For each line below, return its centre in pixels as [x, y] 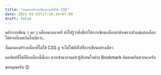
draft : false [18, 19]
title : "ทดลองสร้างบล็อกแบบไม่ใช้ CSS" [37, 9]
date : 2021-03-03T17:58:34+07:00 [39, 14]
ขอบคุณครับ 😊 [17, 67]
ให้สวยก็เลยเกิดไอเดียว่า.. [25, 38]
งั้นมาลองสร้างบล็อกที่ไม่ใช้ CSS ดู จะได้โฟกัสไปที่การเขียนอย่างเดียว [59, 48]
